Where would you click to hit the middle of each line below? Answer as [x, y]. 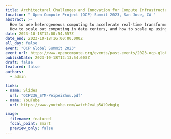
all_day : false [21, 43]
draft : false [19, 62]
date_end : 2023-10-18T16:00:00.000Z [44, 39]
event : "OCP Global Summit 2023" [41, 48]
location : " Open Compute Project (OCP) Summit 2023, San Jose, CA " [81, 15]
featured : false [22, 67]
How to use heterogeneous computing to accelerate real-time [76, 24]
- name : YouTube [22, 100]
